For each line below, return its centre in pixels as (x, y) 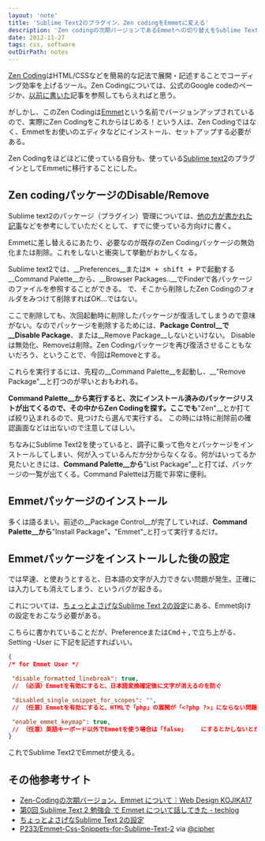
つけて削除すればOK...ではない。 (88, 298)
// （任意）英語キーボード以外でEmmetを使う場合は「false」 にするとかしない (130, 729)
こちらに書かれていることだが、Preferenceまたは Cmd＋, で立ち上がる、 (124, 632)
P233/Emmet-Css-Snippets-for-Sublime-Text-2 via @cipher (117, 829)
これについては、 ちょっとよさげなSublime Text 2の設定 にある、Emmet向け (130, 606)
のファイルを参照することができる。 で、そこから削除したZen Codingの (125, 288)
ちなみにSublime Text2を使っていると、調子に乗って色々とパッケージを (124, 444)
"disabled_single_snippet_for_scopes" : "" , (84, 700)
